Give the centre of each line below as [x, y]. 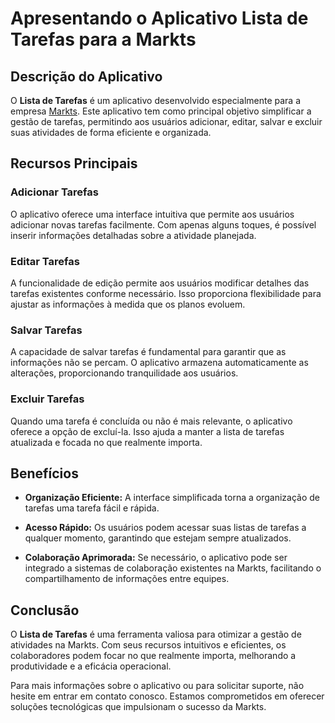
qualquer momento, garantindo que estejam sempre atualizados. [158, 538]
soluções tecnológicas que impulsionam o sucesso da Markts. [138, 707]
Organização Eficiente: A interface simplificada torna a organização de [172, 498]
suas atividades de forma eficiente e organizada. [111, 132]
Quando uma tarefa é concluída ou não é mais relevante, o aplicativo [151, 421]
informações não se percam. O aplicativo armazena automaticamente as [159, 363]
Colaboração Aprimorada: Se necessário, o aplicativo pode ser [156, 558]
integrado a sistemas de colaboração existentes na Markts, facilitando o [173, 568]
